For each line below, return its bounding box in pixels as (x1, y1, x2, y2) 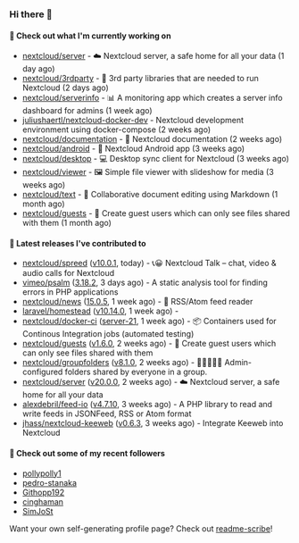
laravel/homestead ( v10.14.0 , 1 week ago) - (21, 305, 179, 316)
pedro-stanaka (21, 477, 78, 488)
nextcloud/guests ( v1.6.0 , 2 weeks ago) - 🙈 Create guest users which (21, 338, 277, 349)
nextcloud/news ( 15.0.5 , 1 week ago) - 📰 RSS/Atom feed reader (21, 297, 253, 307)
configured (21, 366, 63, 378)
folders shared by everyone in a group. (64, 366, 208, 378)
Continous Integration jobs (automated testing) (21, 329, 195, 339)
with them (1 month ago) (21, 218, 112, 229)
